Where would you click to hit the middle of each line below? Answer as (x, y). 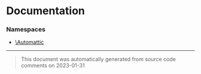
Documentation (46, 11)
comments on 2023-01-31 (53, 66)
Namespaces (26, 30)
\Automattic (29, 42)
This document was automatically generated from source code (98, 59)
